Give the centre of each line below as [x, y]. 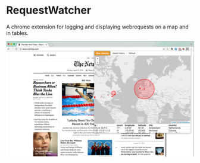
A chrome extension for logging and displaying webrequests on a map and [97, 27]
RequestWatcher [49, 10]
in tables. [17, 33]
